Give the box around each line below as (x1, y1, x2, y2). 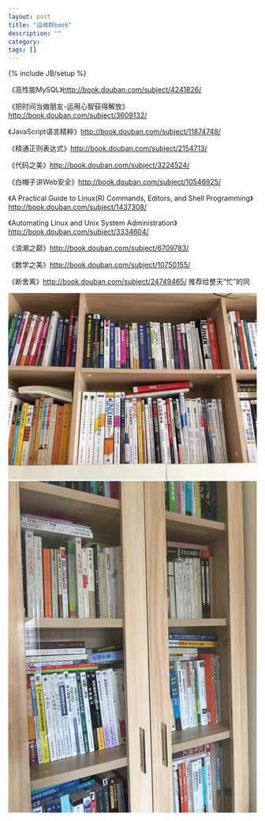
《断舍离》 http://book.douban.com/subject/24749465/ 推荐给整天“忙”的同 (8, 277, 251, 287)
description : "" (8, 29, 62, 37)
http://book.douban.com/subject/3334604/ (8, 227, 150, 237)
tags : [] (8, 46, 37, 54)
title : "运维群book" (8, 21, 73, 29)
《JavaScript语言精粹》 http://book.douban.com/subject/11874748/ (8, 127, 222, 137)
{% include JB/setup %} (8, 69, 87, 78)
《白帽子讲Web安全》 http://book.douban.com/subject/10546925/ (8, 178, 222, 187)
